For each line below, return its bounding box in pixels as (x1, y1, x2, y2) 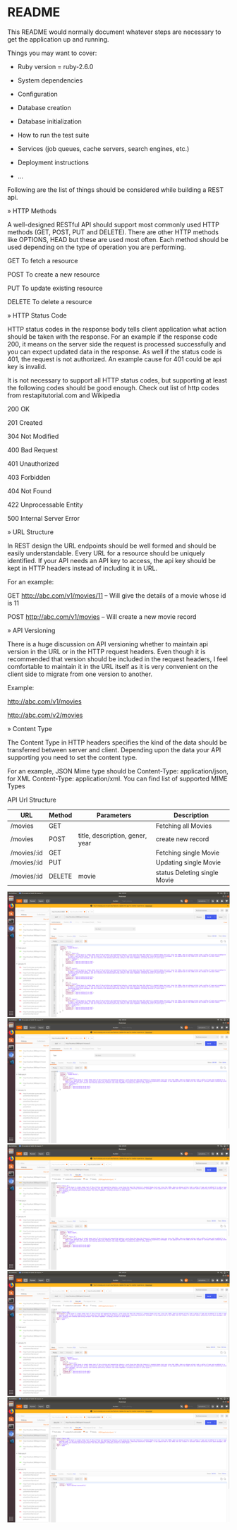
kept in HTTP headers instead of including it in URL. (7, 564, 157, 572)
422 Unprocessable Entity (7, 500, 83, 509)
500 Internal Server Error (7, 514, 80, 522)
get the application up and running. (7, 35, 109, 43)
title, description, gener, (78, 831, 147, 840)
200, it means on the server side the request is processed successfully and (7, 339, 226, 348)
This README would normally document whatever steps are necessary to (7, 28, 221, 36)
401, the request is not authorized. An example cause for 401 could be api (7, 354, 222, 363)
